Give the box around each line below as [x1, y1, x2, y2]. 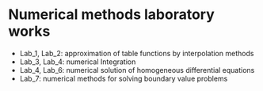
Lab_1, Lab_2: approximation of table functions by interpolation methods [19, 48, 254, 58]
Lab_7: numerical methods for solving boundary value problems [19, 74, 228, 83]
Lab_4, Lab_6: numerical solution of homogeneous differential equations [19, 65, 255, 74]
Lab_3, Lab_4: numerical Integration [19, 57, 136, 66]
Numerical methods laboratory [8, 6, 215, 24]
